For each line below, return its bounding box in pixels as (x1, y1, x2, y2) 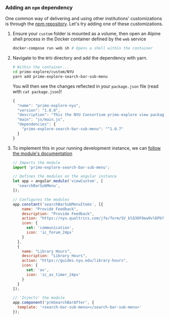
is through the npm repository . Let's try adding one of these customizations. (5, 21, 163, 27)
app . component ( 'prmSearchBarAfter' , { (12, 300, 94, 305)
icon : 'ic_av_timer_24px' (26, 272, 81, 277)
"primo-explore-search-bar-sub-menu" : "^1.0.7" (22, 127, 124, 132)
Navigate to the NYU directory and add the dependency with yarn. (12, 55, 148, 61)
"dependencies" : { (17, 122, 56, 127)
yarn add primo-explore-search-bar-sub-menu (12, 74, 108, 79)
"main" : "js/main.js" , (17, 117, 65, 122)
